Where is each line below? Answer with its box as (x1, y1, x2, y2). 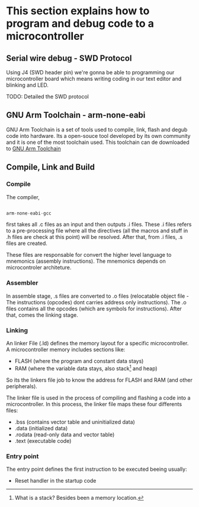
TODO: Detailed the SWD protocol (6, 93, 89, 100)
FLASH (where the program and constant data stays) (14, 357, 144, 364)
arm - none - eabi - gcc (6, 210, 52, 216)
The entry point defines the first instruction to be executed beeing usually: (6, 465, 188, 473)
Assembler (6, 279, 38, 287)
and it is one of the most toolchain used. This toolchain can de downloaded (6, 138, 190, 146)
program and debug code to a (6, 17, 155, 30)
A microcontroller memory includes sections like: (6, 346, 126, 353)
